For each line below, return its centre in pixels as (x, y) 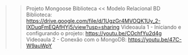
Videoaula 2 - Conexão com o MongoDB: (76, 39)
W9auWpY (39, 46)
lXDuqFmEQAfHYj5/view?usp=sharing (73, 27)
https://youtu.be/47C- (155, 39)
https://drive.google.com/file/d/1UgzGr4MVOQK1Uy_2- (93, 21)
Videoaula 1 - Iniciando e (151, 27)
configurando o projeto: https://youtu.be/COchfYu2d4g (94, 33)
